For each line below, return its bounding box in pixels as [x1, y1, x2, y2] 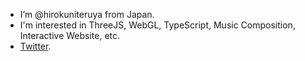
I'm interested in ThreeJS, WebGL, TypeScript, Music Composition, [19, 19, 296, 31]
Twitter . [19, 40, 52, 52]
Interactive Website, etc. [19, 30, 121, 41]
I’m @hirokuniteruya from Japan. [19, 9, 155, 20]
